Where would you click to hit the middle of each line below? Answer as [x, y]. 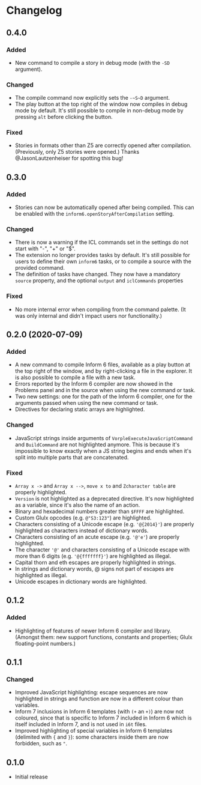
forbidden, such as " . [41, 744]
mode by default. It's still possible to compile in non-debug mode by [99, 111]
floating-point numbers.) [45, 643]
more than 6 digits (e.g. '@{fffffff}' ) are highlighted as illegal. [93, 556]
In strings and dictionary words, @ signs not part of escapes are [94, 569]
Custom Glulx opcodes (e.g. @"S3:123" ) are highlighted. [83, 518]
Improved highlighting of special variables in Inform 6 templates [94, 731]
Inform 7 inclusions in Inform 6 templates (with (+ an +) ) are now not [99, 712]
